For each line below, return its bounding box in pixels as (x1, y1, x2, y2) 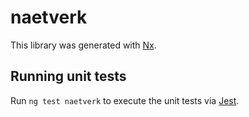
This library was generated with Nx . (10, 39, 157, 51)
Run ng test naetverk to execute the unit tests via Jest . (10, 94, 240, 106)
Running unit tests (10, 68, 127, 85)
